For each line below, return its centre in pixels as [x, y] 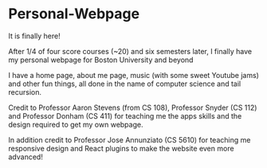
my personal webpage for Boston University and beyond [101, 60]
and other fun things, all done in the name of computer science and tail [125, 84]
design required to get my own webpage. [76, 124]
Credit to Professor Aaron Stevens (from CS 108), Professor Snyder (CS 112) [133, 107]
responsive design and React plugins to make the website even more [121, 148]
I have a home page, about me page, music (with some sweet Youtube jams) [133, 75]
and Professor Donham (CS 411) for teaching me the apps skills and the [125, 115]
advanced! [26, 157]
